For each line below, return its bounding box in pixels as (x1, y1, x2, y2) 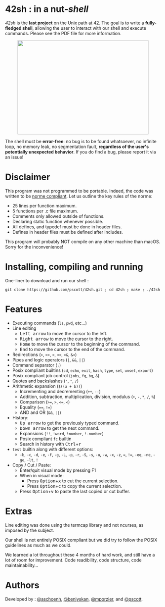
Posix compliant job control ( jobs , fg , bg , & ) (12, 372, 100, 378)
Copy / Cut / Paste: (12, 462, 51, 468)
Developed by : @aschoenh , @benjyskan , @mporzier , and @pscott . (5, 596, 143, 602)
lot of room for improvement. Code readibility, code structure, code (5, 557, 142, 563)
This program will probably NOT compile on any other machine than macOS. (5, 239, 161, 245)
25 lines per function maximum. (12, 202, 77, 208)
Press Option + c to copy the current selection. (27, 483, 123, 489)
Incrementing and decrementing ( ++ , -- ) (19, 388, 101, 394)
